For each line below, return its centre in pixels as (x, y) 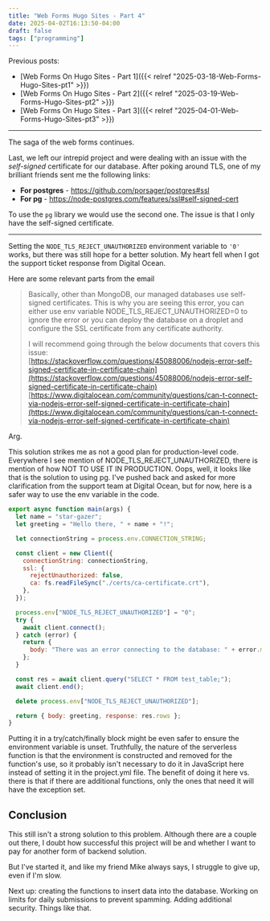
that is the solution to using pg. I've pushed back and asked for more (122, 478)
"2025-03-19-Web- (207, 94)
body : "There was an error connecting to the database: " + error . (145, 650)
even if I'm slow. (35, 875)
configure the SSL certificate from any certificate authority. (126, 328)
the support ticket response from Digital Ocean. (87, 263)
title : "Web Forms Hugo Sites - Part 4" (77, 16)
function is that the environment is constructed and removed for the (121, 756)
